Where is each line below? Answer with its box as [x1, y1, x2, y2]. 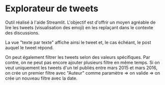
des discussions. [5, 30, 40, 36]
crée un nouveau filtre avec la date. [5, 75, 78, 81]
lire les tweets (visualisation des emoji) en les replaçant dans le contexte [5, 24, 154, 30]
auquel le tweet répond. [5, 44, 54, 50]
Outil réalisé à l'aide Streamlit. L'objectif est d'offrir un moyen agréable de [5, 19, 156, 25]
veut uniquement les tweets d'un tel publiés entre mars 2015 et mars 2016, [5, 65, 158, 71]
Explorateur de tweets [5, 3, 98, 14]
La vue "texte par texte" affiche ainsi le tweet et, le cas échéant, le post [5, 39, 152, 45]
